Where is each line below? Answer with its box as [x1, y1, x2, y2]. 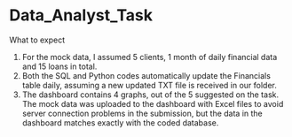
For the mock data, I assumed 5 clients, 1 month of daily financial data [21, 51, 278, 62]
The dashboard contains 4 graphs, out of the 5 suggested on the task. [21, 89, 280, 100]
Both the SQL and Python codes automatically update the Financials [21, 70, 271, 80]
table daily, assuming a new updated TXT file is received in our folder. [21, 80, 278, 90]
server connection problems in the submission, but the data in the [21, 108, 264, 118]
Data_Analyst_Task [9, 5, 154, 26]
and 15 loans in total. [21, 61, 98, 72]
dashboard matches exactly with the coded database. [21, 117, 219, 128]
